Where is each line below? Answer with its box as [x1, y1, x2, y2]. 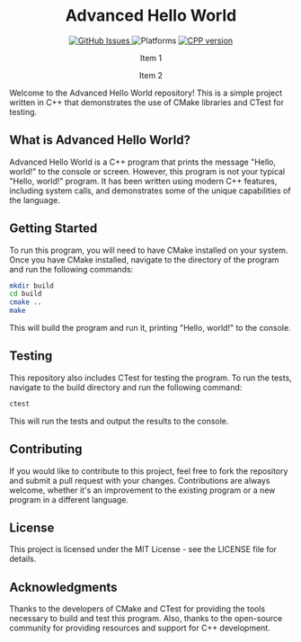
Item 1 [139, 52, 163, 63]
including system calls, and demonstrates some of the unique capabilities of [9, 185, 291, 196]
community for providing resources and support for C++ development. [9, 622, 271, 634]
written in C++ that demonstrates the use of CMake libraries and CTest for [9, 96, 285, 108]
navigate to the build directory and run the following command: [9, 381, 243, 392]
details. [9, 554, 37, 565]
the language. [9, 194, 60, 205]
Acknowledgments [9, 579, 119, 594]
